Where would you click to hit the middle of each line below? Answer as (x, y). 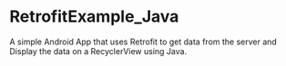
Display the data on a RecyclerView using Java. (98, 51)
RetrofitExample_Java (94, 17)
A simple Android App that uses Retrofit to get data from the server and (143, 42)
